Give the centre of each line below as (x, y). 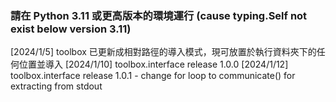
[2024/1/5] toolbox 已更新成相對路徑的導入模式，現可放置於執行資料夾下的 (163, 52)
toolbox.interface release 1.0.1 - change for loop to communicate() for (153, 76)
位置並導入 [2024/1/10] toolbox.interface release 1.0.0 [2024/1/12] (153, 64)
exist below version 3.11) (71, 29)
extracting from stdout (56, 86)
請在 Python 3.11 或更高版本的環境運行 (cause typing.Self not (159, 15)
